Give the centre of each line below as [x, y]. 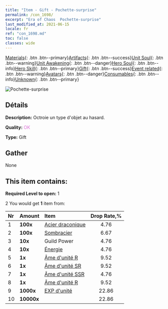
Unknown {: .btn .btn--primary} [47, 79]
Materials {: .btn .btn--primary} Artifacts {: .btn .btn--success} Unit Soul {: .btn [85, 58]
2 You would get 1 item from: [35, 204]
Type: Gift [16, 137]
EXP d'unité [58, 291]
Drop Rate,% [106, 216]
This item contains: [36, 181]
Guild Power [59, 241]
